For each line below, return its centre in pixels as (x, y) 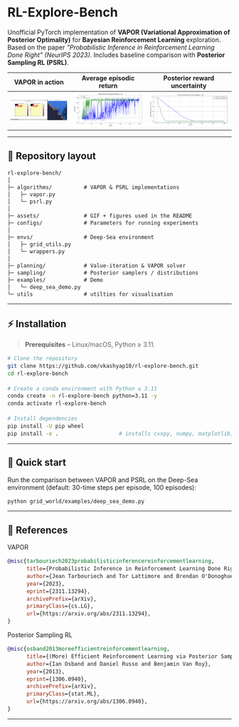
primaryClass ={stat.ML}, (63, 694)
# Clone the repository (43, 359)
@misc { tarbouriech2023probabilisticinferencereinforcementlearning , (111, 561)
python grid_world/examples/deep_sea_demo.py (76, 501)
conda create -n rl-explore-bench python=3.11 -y (83, 396)
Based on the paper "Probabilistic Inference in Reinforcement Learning (111, 47)
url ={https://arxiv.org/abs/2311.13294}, (89, 614)
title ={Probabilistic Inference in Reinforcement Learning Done (123, 569)
